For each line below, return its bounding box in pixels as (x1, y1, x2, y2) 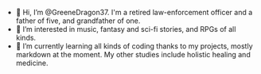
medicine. (15, 58, 49, 68)
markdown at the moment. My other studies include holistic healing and (15, 50, 251, 59)
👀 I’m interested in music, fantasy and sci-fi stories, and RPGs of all (15, 25, 236, 33)
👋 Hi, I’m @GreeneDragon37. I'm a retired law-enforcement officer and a (15, 8, 253, 17)
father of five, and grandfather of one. (15, 16, 141, 25)
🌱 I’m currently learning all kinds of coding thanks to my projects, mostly (15, 41, 253, 51)
